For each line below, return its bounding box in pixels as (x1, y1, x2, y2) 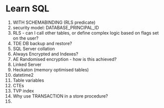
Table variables (12, 77, 44, 83)
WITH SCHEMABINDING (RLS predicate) (12, 19, 96, 25)
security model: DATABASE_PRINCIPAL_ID (12, 24, 99, 30)
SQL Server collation (12, 46, 55, 52)
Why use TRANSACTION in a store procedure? (12, 93, 109, 99)
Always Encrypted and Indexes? (12, 51, 79, 57)
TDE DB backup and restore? (12, 40, 72, 46)
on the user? (12, 35, 39, 41)
